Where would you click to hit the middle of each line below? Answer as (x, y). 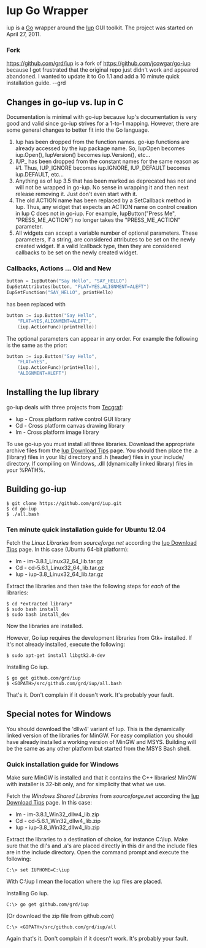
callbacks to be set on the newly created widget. (77, 252)
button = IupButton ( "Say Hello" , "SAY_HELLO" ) (67, 281)
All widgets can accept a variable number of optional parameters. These (106, 233)
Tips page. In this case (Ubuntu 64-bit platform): (67, 550)
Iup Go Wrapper (48, 11)
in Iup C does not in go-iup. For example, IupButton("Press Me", (96, 214)
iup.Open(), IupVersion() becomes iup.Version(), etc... (83, 155)
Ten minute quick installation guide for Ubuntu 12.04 (86, 529)
